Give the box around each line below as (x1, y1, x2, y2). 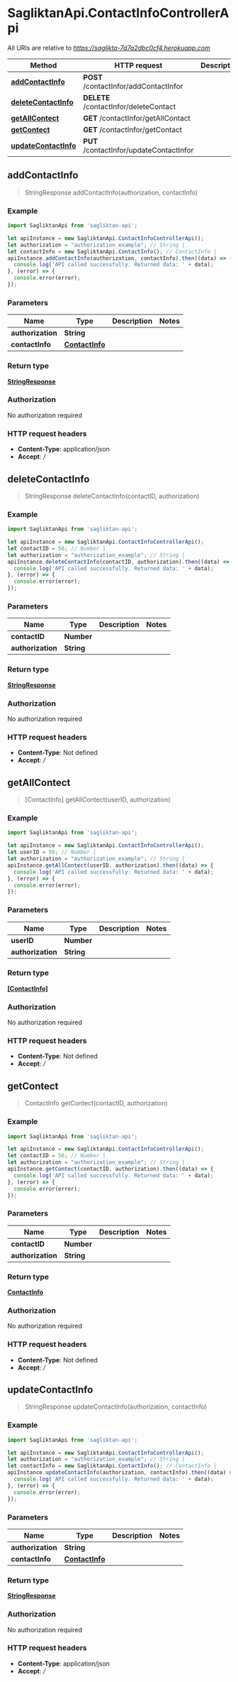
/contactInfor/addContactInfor (83, 81, 183, 91)
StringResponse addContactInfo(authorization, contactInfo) (24, 188, 198, 197)
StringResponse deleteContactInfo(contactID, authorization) (24, 491, 200, 500)
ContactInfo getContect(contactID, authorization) (24, 1099, 168, 1108)
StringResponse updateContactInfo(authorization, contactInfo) (24, 1402, 208, 1411)
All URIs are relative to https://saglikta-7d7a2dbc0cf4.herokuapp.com (7, 43, 210, 52)
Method (30, 60, 57, 70)
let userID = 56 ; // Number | (7, 848, 97, 856)
